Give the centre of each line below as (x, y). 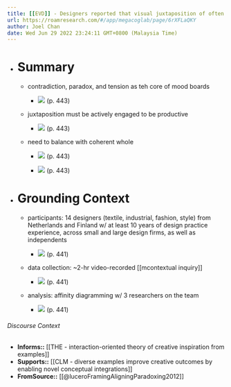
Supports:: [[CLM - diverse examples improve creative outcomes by (115, 362)
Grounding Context (73, 199)
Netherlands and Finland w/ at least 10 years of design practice (118, 225)
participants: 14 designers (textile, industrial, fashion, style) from (119, 218)
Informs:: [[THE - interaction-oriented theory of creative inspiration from (121, 347)
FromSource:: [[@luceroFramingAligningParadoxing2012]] (101, 377)
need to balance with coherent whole (80, 142)
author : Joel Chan (34, 26)
